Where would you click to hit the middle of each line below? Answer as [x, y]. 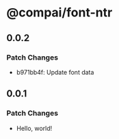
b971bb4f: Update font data [55, 72]
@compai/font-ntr [59, 13]
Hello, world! [34, 128]
